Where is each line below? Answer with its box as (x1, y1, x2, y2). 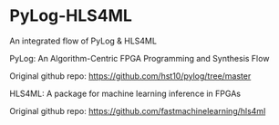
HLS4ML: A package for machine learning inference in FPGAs (9, 88, 242, 99)
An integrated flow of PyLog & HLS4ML (9, 35, 158, 46)
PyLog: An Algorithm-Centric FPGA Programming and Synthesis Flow (9, 53, 270, 63)
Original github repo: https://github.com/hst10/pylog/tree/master (9, 70, 252, 82)
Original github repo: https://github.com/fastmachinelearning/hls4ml (9, 105, 266, 116)
